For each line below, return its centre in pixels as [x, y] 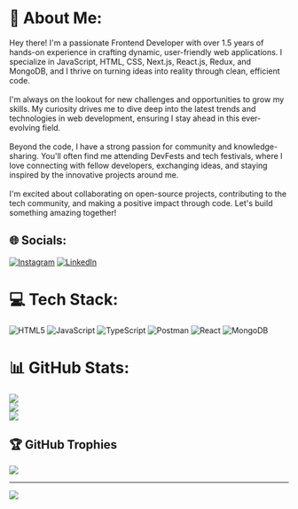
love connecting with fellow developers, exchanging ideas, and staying [138, 165]
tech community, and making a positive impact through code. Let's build [141, 203]
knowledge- [255, 147]
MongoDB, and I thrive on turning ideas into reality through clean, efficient [145, 71]
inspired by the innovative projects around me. [94, 175]
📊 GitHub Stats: [70, 367]
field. [51, 127]
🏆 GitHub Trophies [63, 445]
